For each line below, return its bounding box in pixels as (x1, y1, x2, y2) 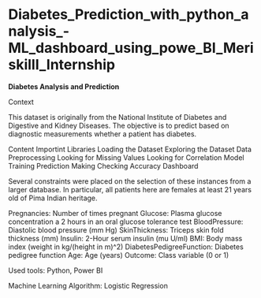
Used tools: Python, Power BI (8, 266, 103, 275)
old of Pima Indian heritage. (8, 193, 98, 203)
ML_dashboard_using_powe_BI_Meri (8, 39, 254, 57)
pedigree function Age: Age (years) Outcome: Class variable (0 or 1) (8, 250, 229, 259)
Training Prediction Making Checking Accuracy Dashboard (8, 161, 199, 170)
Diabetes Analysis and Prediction (8, 81, 120, 91)
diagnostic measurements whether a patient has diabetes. (8, 129, 197, 139)
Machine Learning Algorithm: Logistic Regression (8, 281, 168, 290)
